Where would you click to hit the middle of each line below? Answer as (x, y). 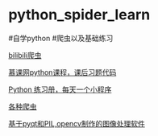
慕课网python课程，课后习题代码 (62, 72)
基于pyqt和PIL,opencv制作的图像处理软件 (77, 123)
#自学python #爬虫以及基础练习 (61, 38)
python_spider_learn (79, 15)
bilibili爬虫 (25, 55)
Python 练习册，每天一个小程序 (60, 89)
